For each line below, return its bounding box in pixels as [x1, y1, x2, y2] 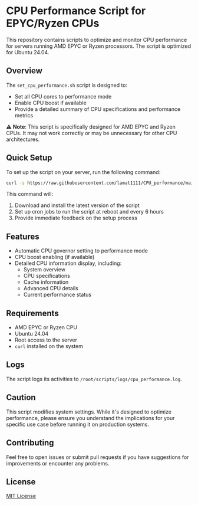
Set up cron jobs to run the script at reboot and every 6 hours [14, 208, 164, 215]
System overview [23, 266, 66, 273]
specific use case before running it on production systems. [6, 421, 149, 428]
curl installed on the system [14, 343, 84, 350]
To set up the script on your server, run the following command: [6, 168, 161, 175]
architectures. [6, 136, 40, 143]
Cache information [23, 278, 69, 286]
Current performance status [23, 291, 92, 299]
